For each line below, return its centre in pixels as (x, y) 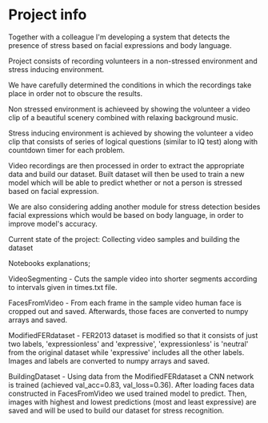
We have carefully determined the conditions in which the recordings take (130, 85)
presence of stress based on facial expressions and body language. (120, 45)
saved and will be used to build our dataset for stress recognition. (116, 410)
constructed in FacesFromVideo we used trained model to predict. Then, (128, 393)
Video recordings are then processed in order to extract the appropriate (126, 165)
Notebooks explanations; (49, 263)
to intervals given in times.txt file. (63, 287)
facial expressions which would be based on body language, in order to (126, 215)
